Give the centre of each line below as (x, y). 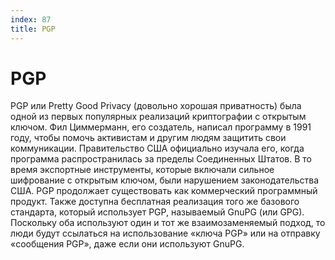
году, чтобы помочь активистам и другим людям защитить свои (148, 138)
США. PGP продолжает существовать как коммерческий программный (164, 191)
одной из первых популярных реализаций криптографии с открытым (158, 117)
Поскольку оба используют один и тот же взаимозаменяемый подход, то (168, 223)
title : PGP (33, 29)
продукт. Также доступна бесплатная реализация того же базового (155, 202)
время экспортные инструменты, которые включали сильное (142, 170)
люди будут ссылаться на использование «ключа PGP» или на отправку (165, 233)
